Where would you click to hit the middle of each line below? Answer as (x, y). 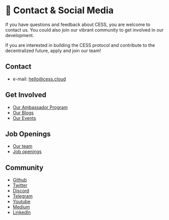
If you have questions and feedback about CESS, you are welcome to (78, 24)
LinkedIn (22, 212)
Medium (21, 207)
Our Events (24, 118)
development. (20, 35)
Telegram (23, 196)
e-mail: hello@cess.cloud (39, 79)
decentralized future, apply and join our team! (53, 50)
